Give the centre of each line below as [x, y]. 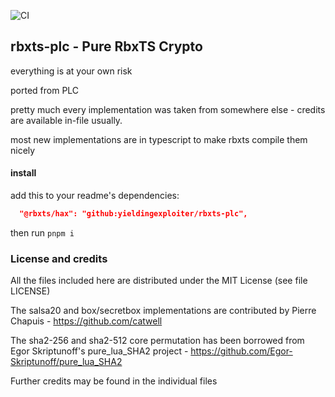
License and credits [59, 258]
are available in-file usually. [66, 120]
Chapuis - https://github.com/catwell [86, 321]
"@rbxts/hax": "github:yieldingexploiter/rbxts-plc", [133, 214]
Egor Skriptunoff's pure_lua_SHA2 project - [99, 351]
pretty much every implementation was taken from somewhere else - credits [168, 109]
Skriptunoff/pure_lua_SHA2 [66, 362]
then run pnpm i [42, 232]
